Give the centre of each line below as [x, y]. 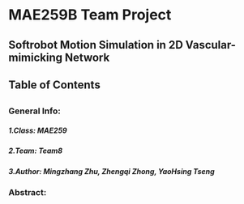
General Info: [34, 111]
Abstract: [28, 193]
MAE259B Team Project [90, 15]
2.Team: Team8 [36, 151]
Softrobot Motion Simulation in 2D [96, 45]
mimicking [36, 57]
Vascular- [211, 45]
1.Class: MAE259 [38, 130]
